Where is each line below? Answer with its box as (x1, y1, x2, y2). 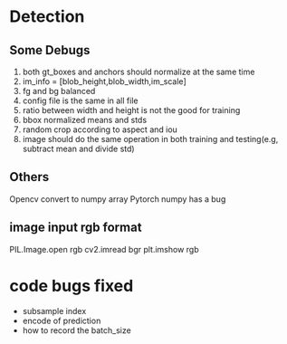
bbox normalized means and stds (22, 115, 148, 125)
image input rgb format (9, 220, 142, 235)
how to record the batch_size (22, 324, 131, 336)
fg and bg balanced (22, 86, 96, 96)
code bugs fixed (9, 275, 134, 296)
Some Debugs (9, 43, 91, 58)
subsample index (22, 305, 87, 316)
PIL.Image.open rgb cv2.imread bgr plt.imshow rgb (9, 244, 199, 254)
